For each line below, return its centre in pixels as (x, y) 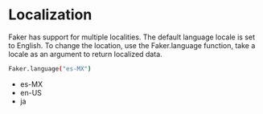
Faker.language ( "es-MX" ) (50, 69)
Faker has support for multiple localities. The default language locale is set (132, 37)
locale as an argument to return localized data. (85, 54)
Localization (50, 15)
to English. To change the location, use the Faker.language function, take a (132, 45)
